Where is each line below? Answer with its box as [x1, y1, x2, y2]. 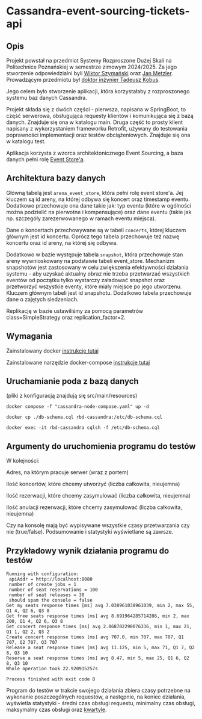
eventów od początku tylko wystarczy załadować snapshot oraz [6, 276, 165, 283]
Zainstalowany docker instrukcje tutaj [6, 347, 99, 354]
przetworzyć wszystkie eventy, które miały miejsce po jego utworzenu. [6, 283, 182, 290]
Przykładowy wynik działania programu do [6, 546, 170, 556]
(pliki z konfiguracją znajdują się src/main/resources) [6, 392, 138, 400]
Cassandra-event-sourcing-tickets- [6, 4, 191, 18]
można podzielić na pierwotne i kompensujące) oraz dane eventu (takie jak [6, 208, 192, 215]
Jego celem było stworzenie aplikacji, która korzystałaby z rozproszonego [6, 88, 190, 94]
